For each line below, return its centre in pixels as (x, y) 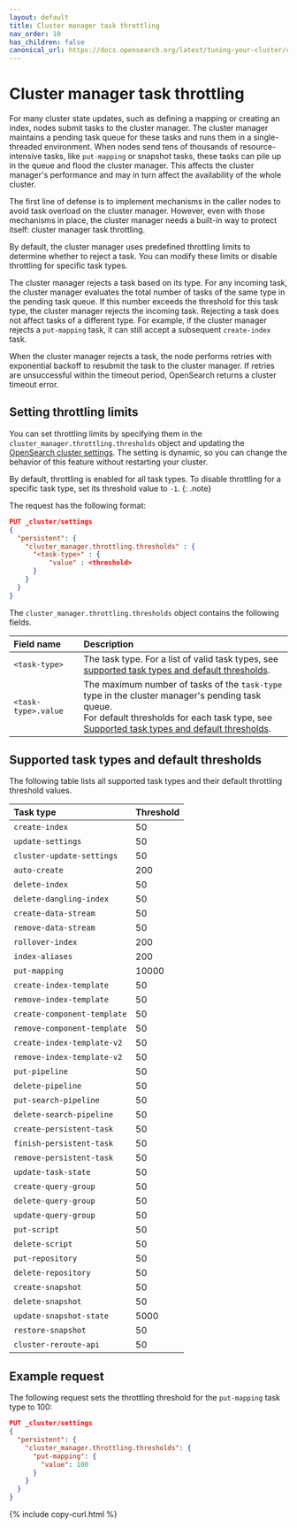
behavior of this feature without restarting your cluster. (109, 462)
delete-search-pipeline (64, 1115)
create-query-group (54, 1187)
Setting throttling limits (74, 412)
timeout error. (34, 385)
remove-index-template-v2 (68, 1057)
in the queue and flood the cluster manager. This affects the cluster (132, 165)
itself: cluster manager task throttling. (77, 230)
